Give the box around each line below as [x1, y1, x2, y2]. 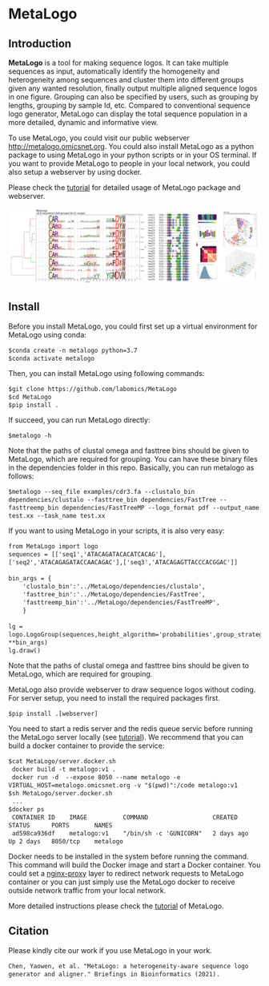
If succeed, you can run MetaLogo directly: [8, 414, 151, 425]
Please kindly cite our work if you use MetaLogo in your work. [8, 945, 212, 955]
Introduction [8, 37, 72, 51]
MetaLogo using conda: [8, 329, 86, 339]
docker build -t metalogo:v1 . [11, 765, 116, 774]
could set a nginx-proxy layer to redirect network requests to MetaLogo [8, 868, 244, 878]
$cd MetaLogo [8, 393, 52, 401]
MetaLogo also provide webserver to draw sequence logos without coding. [8, 685, 256, 694]
